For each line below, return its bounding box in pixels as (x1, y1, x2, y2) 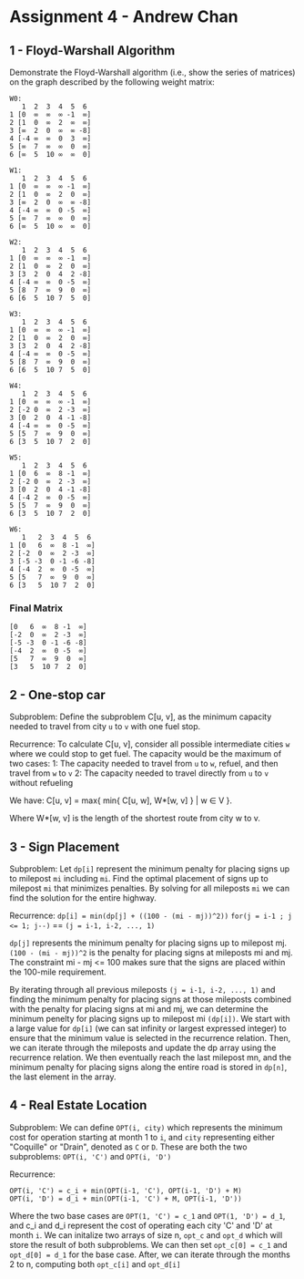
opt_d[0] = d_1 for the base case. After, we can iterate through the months (9, 1249, 291, 1260)
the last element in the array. (9, 1071, 117, 1082)
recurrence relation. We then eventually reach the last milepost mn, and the (9, 1051, 292, 1063)
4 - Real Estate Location (9, 1098, 147, 1113)
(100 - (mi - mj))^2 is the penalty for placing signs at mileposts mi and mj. (9, 946, 293, 958)
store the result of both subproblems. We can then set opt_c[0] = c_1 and (9, 1239, 289, 1250)
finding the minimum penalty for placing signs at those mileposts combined (9, 994, 292, 1005)
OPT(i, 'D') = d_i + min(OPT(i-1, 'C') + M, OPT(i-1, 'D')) (9, 1194, 243, 1203)
